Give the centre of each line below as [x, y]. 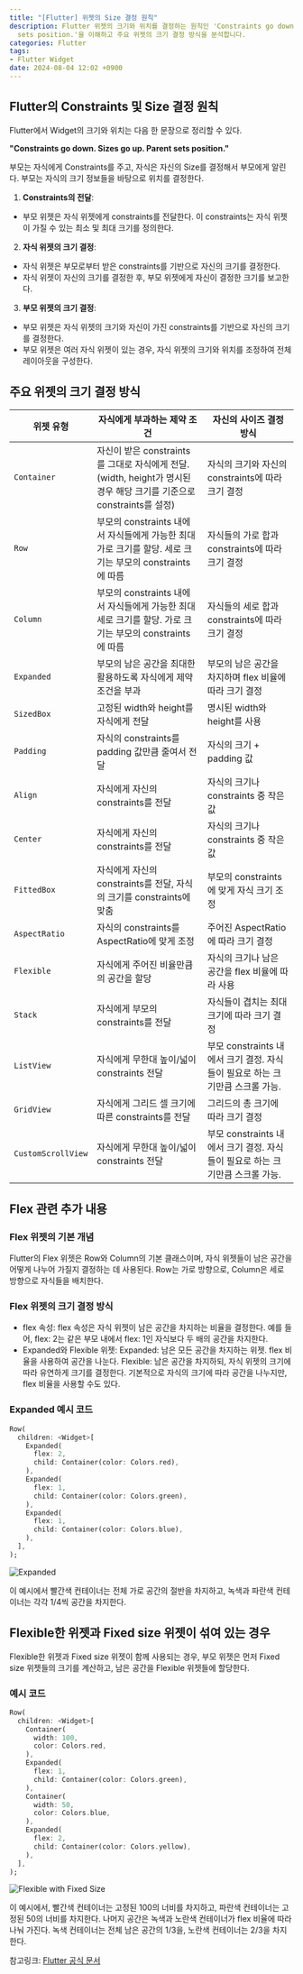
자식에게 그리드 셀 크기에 [146, 1103]
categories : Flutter [48, 43]
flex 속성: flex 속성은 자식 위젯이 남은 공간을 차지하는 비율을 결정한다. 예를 [152, 1327]
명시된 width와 [237, 707]
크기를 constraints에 [149, 896]
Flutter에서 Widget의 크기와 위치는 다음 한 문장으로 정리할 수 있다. [126, 130]
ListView [32, 1065]
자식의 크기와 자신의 [247, 464]
